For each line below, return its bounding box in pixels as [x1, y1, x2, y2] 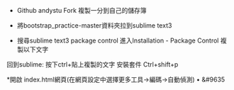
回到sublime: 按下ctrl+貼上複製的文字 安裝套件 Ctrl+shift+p [6, 60, 179, 69]
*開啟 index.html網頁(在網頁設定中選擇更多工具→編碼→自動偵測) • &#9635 [6, 75, 225, 84]
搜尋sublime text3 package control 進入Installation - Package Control [16, 36, 219, 45]
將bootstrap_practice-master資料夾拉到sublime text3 [16, 21, 172, 30]
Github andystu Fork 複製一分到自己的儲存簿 [16, 6, 147, 14]
